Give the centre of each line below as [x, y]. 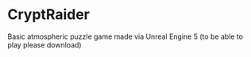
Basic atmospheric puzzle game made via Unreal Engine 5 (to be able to [125, 36]
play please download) [44, 44]
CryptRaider [49, 15]
